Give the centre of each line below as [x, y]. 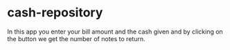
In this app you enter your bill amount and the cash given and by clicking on [115, 32]
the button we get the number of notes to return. [76, 38]
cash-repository [55, 13]
